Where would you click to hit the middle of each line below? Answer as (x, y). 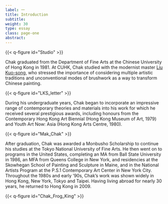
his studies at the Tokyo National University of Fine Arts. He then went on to (84, 149)
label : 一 (15, 10)
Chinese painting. (23, 83)
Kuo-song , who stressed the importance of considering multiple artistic (79, 72)
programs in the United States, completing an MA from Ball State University (83, 154)
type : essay (18, 29)
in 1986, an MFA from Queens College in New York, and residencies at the (82, 159)
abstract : (16, 38)
